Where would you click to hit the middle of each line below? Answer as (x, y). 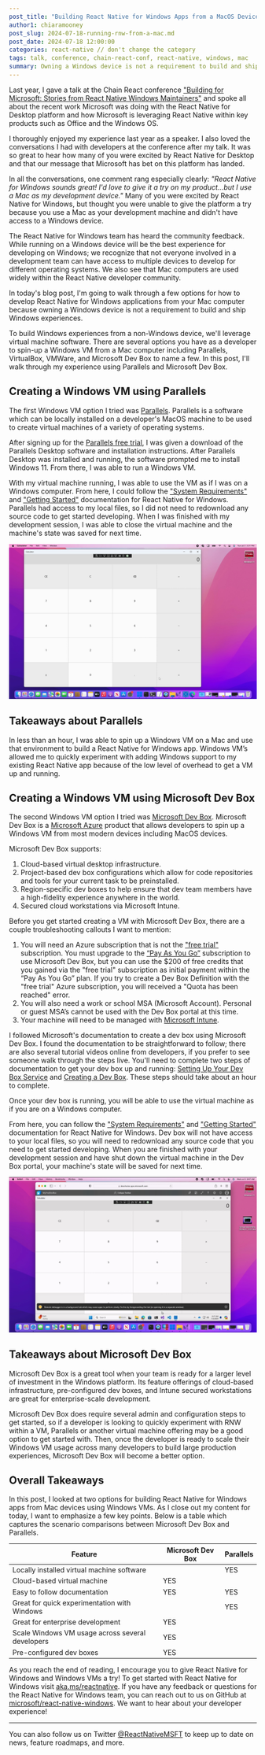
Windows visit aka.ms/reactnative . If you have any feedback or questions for (133, 1687)
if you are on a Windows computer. (66, 1109)
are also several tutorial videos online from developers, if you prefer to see (129, 1052)
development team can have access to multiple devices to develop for (123, 260)
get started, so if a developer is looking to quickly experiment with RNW (125, 1422)
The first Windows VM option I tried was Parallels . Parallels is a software (126, 410)
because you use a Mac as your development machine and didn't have (123, 212)
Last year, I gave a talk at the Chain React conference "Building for (116, 90)
